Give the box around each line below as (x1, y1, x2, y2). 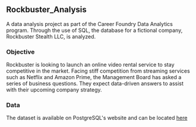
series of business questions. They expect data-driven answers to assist (6, 80, 184, 87)
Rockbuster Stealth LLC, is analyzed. (6, 32, 96, 40)
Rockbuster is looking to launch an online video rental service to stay (6, 61, 175, 69)
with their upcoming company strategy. (6, 86, 102, 93)
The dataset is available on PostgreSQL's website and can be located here (6, 115, 188, 122)
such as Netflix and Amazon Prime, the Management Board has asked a (6, 74, 182, 81)
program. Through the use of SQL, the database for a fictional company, (6, 27, 183, 34)
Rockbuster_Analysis (6, 5, 87, 15)
